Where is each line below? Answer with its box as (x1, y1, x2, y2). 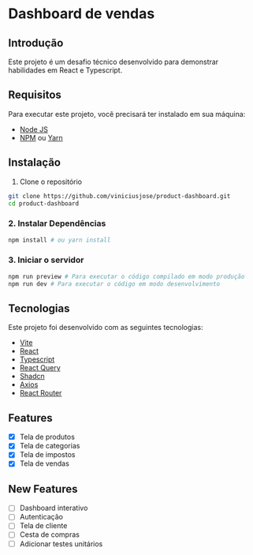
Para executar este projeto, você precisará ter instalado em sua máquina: (8, 109, 246, 118)
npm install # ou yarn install (8, 236, 111, 244)
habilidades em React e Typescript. (8, 66, 123, 75)
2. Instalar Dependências (8, 218, 106, 229)
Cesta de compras (19, 530, 80, 539)
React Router (19, 388, 62, 398)
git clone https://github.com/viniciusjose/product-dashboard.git (8, 192, 231, 200)
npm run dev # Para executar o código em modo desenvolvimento (8, 279, 221, 288)
